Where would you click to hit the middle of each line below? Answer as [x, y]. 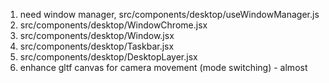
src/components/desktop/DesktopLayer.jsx [108, 57]
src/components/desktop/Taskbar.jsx [97, 46]
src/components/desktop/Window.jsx [97, 35]
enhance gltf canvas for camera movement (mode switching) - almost [163, 67]
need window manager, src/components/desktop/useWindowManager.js [169, 14]
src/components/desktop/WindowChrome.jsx [113, 25]
